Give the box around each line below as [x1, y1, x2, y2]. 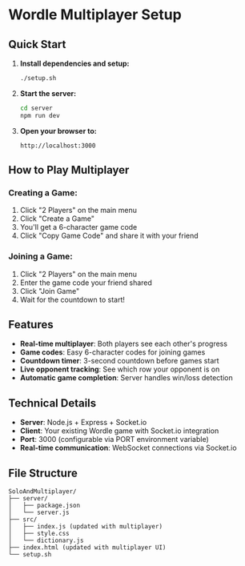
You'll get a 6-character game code [19, 223, 138, 232]
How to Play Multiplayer [8, 163, 130, 177]
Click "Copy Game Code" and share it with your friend [19, 231, 199, 241]
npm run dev [19, 111, 60, 119]
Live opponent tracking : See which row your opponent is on [19, 364, 220, 374]
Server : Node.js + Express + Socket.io [19, 418, 147, 428]
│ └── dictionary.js [8, 536, 84, 545]
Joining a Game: [8, 251, 74, 262]
